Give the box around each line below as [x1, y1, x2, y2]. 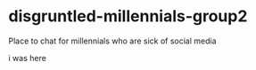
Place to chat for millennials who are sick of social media [8, 35, 217, 46]
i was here [8, 52, 46, 63]
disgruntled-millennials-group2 [8, 6, 248, 27]
